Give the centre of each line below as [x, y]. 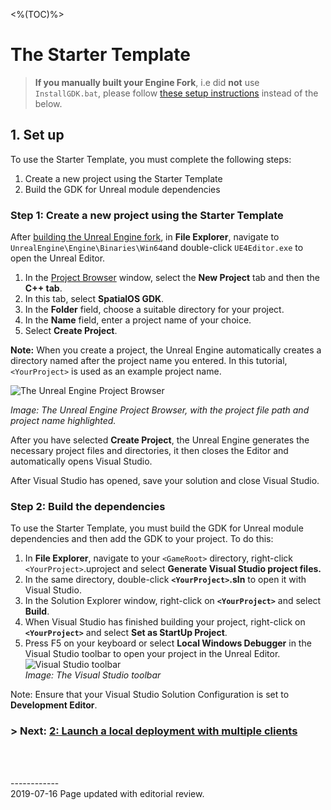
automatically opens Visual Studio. [81, 461]
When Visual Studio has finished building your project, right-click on [165, 622]
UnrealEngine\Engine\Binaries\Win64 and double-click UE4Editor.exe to [157, 248]
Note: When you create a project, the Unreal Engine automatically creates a [166, 350]
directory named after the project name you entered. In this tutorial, [149, 361]
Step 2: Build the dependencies [88, 506]
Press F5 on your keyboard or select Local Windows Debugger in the [168, 643]
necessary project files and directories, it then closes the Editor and [149, 451]
